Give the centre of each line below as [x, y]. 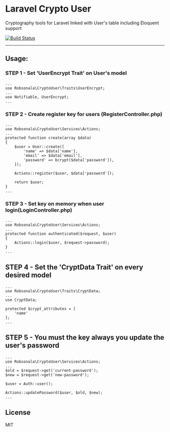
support [13, 28]
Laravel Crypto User [48, 9]
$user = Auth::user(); [29, 384]
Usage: [17, 59]
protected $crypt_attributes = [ [40, 309]
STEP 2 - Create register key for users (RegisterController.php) [84, 114]
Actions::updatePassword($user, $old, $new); [54, 392]
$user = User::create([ [39, 147]
